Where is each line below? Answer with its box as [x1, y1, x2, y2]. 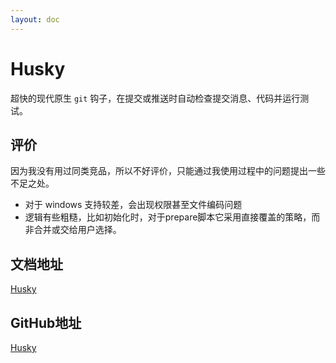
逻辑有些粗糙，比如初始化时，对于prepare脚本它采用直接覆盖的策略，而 [24, 211, 321, 223]
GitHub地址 [10, 314, 82, 331]
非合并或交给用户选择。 [24, 224, 122, 236]
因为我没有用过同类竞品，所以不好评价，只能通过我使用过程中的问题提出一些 [10, 165, 326, 177]
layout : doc [10, 14, 60, 25]
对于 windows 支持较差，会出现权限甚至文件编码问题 [24, 199, 243, 211]
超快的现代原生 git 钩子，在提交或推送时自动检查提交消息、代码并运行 [10, 92, 301, 104]
